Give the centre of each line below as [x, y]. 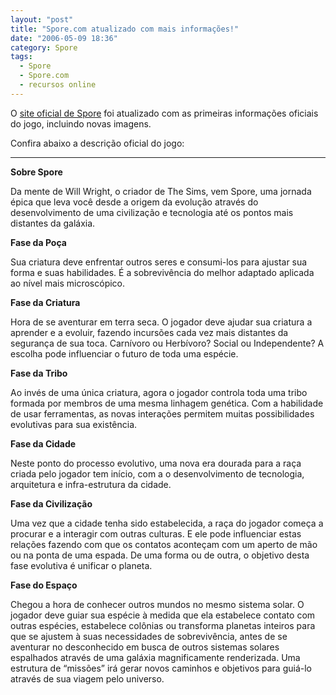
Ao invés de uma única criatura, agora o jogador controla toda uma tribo [159, 392]
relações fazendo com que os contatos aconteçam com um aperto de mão [164, 544]
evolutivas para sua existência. [74, 424]
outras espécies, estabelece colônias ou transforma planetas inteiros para [163, 625]
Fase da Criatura [45, 302]
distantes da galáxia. [53, 223]
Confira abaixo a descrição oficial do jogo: [97, 143]
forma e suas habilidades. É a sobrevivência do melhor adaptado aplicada [162, 272]
